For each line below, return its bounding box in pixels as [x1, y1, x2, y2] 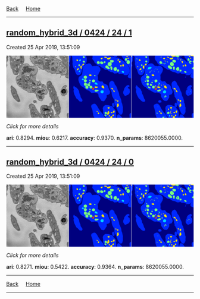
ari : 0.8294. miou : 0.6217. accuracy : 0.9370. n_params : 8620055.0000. [6, 134, 183, 141]
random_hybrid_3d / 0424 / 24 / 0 [6, 157, 134, 167]
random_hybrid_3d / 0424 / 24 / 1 [6, 28, 132, 38]
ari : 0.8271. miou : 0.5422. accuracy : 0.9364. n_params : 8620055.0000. [6, 263, 185, 270]
